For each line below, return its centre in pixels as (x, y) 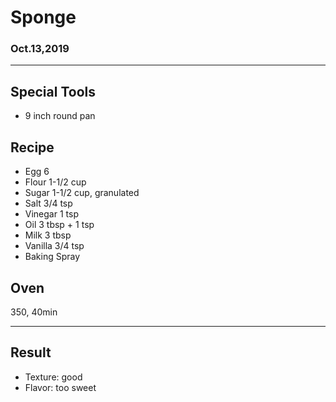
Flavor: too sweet (60, 387)
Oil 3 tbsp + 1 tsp (59, 225)
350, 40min (34, 312)
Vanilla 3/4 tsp (54, 246)
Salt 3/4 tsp (48, 203)
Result (31, 352)
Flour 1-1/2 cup (55, 182)
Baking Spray (52, 257)
